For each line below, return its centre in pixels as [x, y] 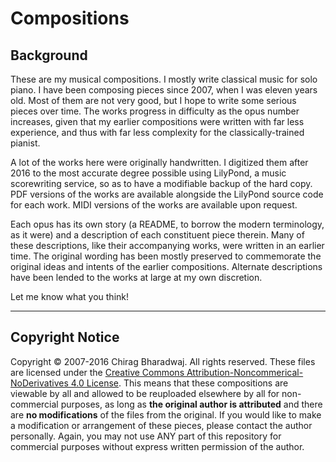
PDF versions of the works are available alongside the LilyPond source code [167, 194]
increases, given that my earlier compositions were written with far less [157, 121]
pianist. [25, 143]
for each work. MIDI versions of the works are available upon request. [154, 205]
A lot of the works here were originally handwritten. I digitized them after [159, 162]
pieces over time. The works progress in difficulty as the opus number [155, 111]
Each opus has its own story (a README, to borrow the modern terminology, [167, 224]
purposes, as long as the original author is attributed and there [191, 404]
